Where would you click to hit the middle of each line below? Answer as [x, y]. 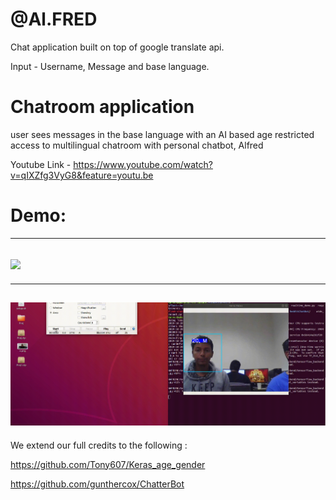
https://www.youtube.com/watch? [143, 164]
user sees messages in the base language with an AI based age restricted [162, 134]
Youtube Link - [41, 164]
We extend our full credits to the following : [99, 445]
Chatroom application [102, 107]
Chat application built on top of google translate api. [117, 47]
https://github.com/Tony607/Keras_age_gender [108, 464]
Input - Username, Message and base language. [110, 66]
